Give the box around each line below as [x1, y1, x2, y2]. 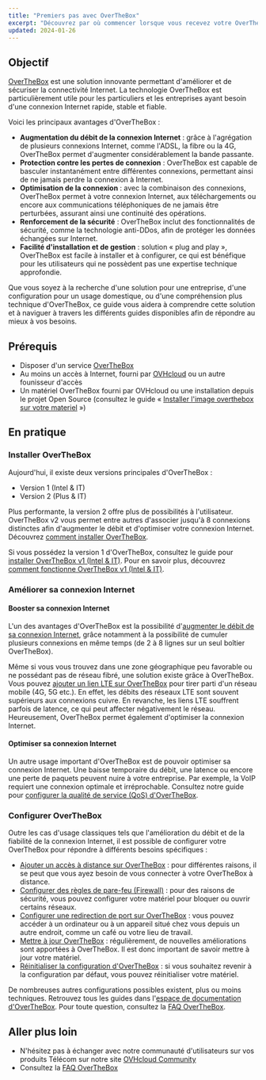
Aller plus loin [8, 1024, 78, 1039]
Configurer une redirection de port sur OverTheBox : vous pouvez [19, 911, 234, 921]
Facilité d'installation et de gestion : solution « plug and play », [19, 243, 228, 252]
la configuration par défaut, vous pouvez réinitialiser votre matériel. [19, 970, 239, 979]
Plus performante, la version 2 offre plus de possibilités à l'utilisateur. [8, 507, 234, 516]
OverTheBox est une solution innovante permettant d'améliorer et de [8, 77, 232, 86]
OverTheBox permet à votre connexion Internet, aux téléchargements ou [19, 192, 256, 201]
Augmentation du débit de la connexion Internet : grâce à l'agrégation [19, 132, 252, 143]
